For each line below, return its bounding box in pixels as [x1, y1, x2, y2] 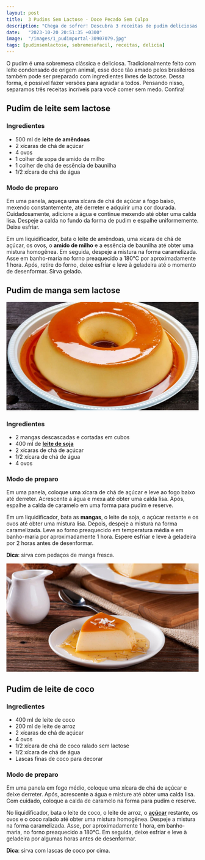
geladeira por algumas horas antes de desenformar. [6, 835, 137, 842]
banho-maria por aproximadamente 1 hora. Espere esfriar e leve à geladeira [6, 533, 196, 541]
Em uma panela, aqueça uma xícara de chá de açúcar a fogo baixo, [6, 197, 176, 204]
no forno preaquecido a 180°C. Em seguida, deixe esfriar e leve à [23, 829, 187, 836]
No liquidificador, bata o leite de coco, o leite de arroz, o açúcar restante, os [6, 809, 198, 817]
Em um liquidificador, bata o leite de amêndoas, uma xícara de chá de [6, 235, 182, 242]
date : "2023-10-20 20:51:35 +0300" [6, 29, 103, 35]
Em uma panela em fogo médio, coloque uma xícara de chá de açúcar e [6, 784, 187, 791]
